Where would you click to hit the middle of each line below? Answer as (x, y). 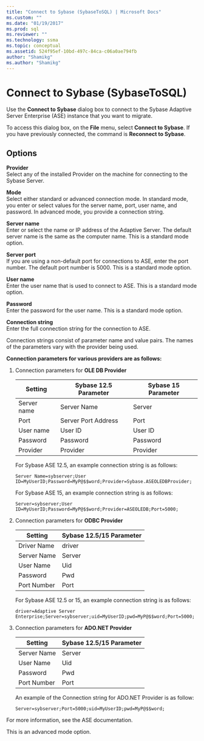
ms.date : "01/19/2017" (35, 23)
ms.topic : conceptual (34, 46)
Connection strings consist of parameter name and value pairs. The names (100, 340)
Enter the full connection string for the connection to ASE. (78, 329)
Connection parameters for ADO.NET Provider (73, 628)
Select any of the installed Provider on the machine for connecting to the (97, 174)
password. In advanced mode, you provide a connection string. (85, 212)
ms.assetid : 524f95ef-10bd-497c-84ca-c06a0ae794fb (72, 52)
